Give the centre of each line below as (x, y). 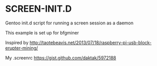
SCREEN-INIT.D (39, 9)
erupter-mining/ (22, 48)
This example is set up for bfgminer (42, 32)
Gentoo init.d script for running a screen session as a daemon (69, 23)
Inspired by (17, 42)
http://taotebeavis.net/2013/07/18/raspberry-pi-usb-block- (91, 42)
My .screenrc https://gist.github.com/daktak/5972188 (61, 58)
